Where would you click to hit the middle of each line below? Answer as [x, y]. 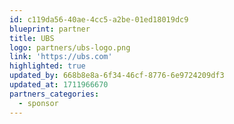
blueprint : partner [50, 29]
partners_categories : [54, 94]
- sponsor [38, 103]
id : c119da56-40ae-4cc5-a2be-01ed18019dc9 [99, 19]
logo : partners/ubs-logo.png [70, 47]
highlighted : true [47, 66]
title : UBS [32, 38]
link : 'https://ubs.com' [61, 57]
